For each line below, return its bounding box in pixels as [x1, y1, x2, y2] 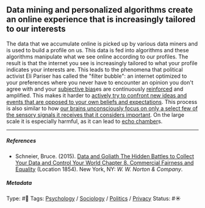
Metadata [6, 179, 32, 187]
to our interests [6, 24, 66, 34]
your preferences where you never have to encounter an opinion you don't [6, 78, 194, 86]
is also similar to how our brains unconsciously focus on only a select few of [6, 105, 198, 112]
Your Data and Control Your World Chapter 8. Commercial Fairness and [15, 159, 194, 166]
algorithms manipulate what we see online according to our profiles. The [6, 53, 189, 60]
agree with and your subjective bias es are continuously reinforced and [6, 85, 184, 92]
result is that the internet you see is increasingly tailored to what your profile [6, 59, 198, 66]
